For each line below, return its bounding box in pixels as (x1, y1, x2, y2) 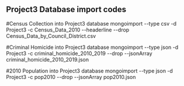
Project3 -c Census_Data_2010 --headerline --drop (6, 26, 130, 33)
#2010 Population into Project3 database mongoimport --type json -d (6, 67, 173, 74)
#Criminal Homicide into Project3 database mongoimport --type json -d (6, 44, 179, 51)
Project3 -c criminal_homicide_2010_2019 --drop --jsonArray (6, 49, 153, 57)
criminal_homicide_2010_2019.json (6, 56, 89, 63)
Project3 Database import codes (6, 5, 127, 15)
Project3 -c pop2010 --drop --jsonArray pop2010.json (6, 73, 136, 80)
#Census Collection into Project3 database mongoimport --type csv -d (6, 20, 177, 27)
